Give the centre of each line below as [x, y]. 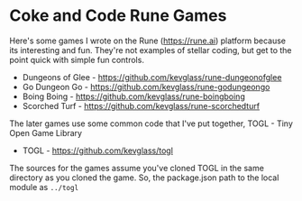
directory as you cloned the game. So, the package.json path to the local [144, 178]
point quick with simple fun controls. [77, 59]
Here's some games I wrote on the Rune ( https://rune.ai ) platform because [148, 41]
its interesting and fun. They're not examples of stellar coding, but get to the [151, 50]
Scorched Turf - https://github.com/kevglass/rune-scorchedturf [141, 105]
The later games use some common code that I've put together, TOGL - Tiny [151, 123]
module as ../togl [44, 187]
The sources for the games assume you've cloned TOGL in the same [137, 168]
